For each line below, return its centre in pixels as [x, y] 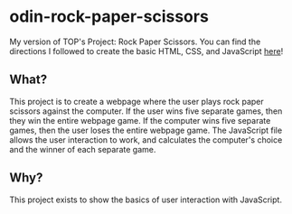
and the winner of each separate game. [83, 149]
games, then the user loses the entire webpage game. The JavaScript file [146, 130]
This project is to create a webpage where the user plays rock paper [137, 101]
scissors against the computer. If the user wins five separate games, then [146, 111]
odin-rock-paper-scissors [109, 17]
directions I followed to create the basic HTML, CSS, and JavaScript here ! [146, 51]
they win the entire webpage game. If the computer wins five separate [140, 120]
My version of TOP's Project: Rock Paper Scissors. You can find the [135, 42]
